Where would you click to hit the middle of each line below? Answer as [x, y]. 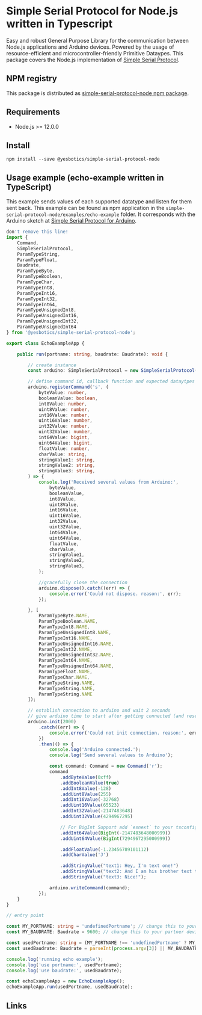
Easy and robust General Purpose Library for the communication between [98, 40]
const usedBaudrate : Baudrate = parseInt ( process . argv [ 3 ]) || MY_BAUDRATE [102, 948]
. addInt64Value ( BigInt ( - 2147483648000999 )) [115, 833]
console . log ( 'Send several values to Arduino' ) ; [111, 755]
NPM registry [32, 79]
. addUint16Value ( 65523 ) [90, 805]
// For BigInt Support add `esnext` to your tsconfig [129, 827]
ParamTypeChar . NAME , [64, 677]
